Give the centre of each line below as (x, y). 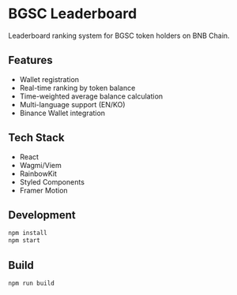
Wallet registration (49, 79)
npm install (28, 233)
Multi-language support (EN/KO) (72, 104)
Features (30, 60)
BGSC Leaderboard (73, 14)
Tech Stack (36, 138)
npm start (24, 241)
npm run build (32, 283)
